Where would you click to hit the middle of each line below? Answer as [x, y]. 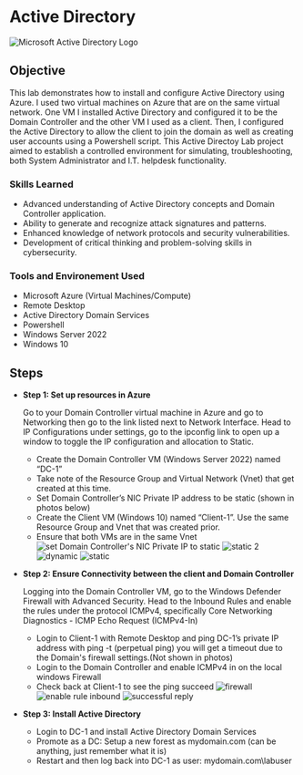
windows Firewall [69, 677]
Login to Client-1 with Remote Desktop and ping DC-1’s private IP [157, 638]
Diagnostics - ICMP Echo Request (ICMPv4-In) [110, 621]
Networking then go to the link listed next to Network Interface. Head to [157, 422]
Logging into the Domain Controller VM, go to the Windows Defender [152, 592]
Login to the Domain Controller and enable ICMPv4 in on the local [159, 667]
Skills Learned [42, 184]
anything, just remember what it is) [101, 751]
